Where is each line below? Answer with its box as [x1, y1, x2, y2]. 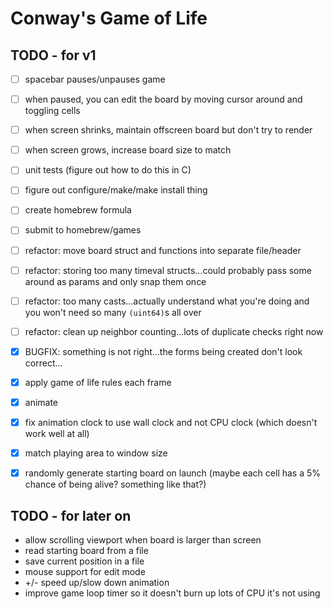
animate [24, 396, 59, 408]
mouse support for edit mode [24, 565, 146, 577]
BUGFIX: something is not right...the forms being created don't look [24, 345, 303, 357]
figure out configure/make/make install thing [24, 184, 208, 196]
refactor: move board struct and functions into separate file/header [24, 244, 302, 256]
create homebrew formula [24, 204, 132, 216]
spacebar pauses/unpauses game [24, 73, 166, 85]
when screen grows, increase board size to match [24, 144, 232, 156]
